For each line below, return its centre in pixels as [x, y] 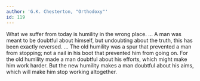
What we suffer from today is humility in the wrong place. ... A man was [94, 34]
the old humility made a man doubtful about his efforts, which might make [97, 59]
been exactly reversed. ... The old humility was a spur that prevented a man [99, 46]
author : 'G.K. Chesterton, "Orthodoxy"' [57, 12]
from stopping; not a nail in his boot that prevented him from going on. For [97, 53]
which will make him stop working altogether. [62, 72]
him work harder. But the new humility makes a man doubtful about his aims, [100, 65]
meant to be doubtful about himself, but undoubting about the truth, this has [99, 40]
